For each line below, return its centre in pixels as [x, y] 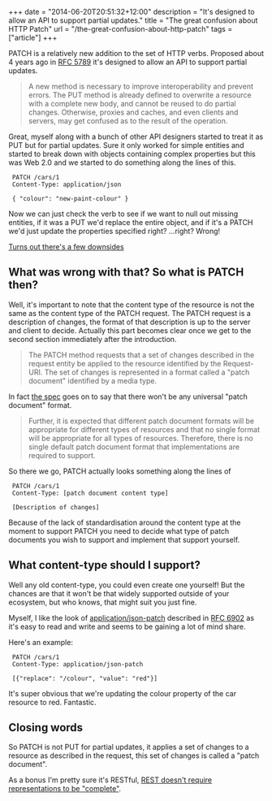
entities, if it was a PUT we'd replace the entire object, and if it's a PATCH [131, 222]
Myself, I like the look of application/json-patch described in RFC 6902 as [131, 617]
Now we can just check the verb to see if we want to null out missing [123, 214]
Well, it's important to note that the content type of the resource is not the [132, 305]
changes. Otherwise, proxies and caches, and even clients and [133, 112]
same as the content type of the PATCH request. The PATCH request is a [130, 313]
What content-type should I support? [104, 565]
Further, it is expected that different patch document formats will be [141, 421]
